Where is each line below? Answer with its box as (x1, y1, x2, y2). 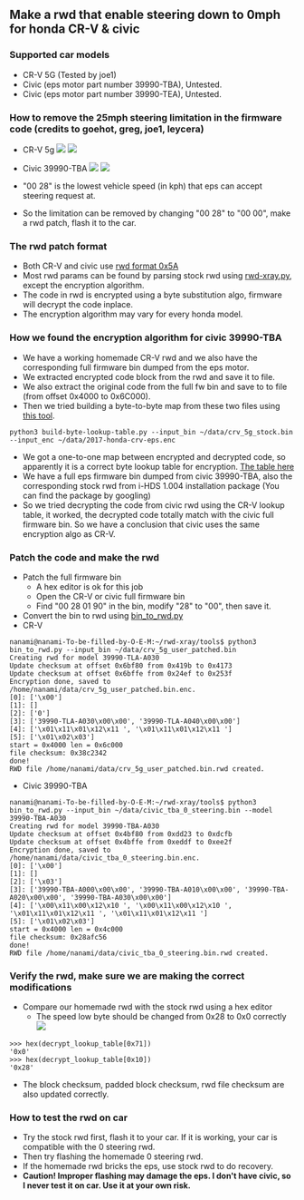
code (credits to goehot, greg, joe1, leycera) (9, 122, 204, 135)
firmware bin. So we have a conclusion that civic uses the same (22, 519, 261, 530)
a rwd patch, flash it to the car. (22, 217, 138, 228)
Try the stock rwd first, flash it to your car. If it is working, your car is (22, 1132, 278, 1143)
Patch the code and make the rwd (9, 551, 160, 563)
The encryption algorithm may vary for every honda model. (22, 308, 243, 320)
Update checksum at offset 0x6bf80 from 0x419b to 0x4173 (9, 661, 233, 670)
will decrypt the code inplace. (22, 299, 134, 310)
